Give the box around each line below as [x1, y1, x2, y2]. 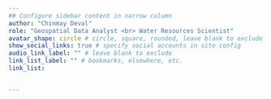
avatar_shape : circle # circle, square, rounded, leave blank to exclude [8, 34, 264, 43]
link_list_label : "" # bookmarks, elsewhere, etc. [8, 57, 183, 65]
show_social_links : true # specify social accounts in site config [8, 42, 242, 50]
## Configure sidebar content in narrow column [8, 11, 173, 20]
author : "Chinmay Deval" [8, 19, 92, 27]
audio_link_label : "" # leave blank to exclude [8, 49, 173, 57]
